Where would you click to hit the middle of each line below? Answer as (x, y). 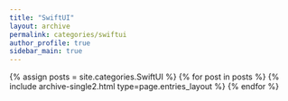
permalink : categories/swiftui (68, 34)
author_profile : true (50, 43)
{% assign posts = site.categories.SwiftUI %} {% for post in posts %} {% (144, 77)
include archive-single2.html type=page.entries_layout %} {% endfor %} (144, 87)
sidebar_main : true (46, 51)
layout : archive (40, 26)
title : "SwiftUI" (42, 18)
